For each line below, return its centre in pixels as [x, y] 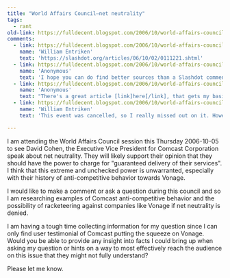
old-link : [21, 33]
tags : [15, 20]
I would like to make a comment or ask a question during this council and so [114, 191]
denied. [18, 213]
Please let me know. [35, 268]
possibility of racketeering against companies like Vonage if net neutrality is [114, 205]
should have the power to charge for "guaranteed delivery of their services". [115, 163]
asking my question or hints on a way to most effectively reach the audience [115, 248]
